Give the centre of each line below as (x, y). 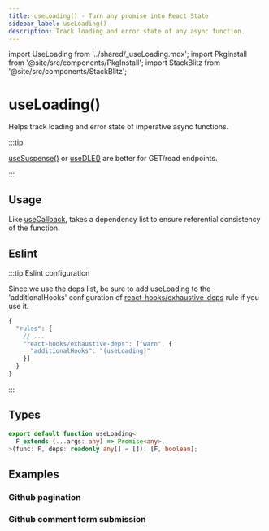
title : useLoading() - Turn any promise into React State (108, 16)
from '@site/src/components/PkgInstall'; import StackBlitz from (115, 63)
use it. (19, 306)
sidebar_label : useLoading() (58, 24)
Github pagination (45, 497)
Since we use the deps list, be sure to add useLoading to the (110, 289)
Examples (34, 474)
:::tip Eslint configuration (49, 272)
